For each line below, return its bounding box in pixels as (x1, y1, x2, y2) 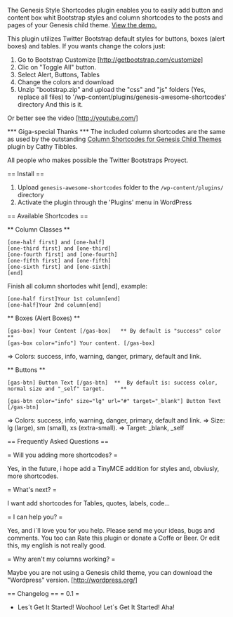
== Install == (7, 170, 44, 178)
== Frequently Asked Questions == (7, 437, 109, 445)
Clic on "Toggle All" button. (17, 63, 97, 71)
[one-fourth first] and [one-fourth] (7, 251, 118, 258)
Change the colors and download (17, 78, 114, 86)
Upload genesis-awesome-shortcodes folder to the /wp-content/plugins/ (17, 183, 224, 192)
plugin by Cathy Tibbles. (7, 142, 78, 150)
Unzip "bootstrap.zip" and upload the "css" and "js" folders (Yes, (17, 86, 206, 93)
